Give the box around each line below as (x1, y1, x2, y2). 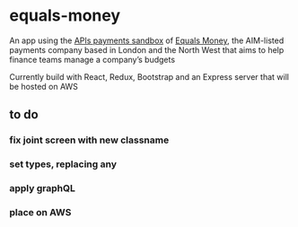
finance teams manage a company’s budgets (9, 54, 176, 65)
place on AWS (9, 206, 72, 219)
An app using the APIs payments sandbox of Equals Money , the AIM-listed (9, 35, 285, 46)
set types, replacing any (9, 158, 117, 170)
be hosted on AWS (9, 81, 79, 92)
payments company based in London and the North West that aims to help (9, 44, 285, 55)
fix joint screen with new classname (9, 134, 170, 146)
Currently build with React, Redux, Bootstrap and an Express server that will (9, 71, 290, 82)
